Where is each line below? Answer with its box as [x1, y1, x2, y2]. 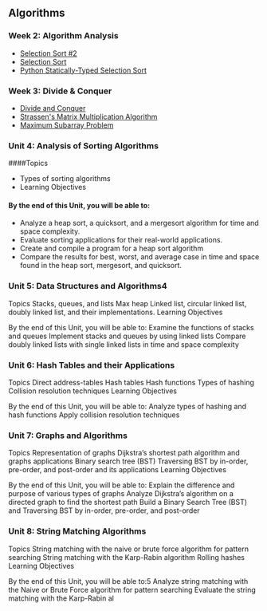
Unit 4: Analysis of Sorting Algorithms [8, 140, 159, 151]
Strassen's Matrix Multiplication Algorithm [19, 112, 158, 121]
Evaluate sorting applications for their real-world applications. [19, 235, 223, 245]
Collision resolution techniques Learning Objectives [8, 386, 178, 396]
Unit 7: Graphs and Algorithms [8, 430, 128, 441]
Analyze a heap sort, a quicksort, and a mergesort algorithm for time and [19, 219, 259, 228]
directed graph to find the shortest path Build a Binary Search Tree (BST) [8, 498, 248, 507]
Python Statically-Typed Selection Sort [19, 65, 147, 75]
